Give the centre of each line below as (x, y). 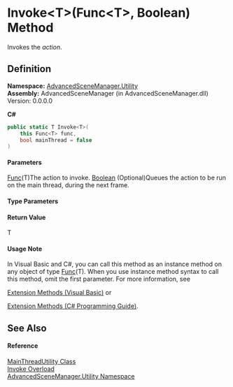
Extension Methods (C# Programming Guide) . (73, 306)
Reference (23, 346)
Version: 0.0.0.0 (30, 101)
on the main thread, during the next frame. (68, 185)
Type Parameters (33, 201)
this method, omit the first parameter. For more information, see (99, 279)
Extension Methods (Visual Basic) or (59, 293)
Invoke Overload (31, 369)
